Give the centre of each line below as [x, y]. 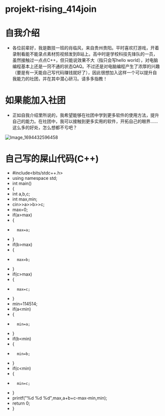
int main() [22, 183]
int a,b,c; [21, 194]
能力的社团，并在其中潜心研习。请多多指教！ [62, 79]
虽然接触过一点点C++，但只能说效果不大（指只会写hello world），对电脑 [85, 60]
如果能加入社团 [35, 101]
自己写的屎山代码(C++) [52, 159]
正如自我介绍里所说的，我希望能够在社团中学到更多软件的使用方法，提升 [85, 115]
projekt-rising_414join [51, 9]
